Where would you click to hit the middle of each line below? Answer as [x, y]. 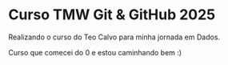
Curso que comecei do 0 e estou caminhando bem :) [95, 52]
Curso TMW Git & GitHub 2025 [112, 15]
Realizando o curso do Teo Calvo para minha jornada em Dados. [114, 37]
